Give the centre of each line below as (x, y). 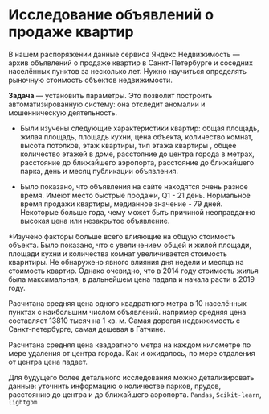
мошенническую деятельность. (63, 112)
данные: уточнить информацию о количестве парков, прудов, (115, 386)
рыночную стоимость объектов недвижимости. (90, 80)
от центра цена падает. (48, 362)
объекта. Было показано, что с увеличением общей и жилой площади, (130, 245)
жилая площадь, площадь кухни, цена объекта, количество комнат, (137, 137)
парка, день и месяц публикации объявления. (99, 171)
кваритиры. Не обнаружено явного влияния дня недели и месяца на (126, 262)
